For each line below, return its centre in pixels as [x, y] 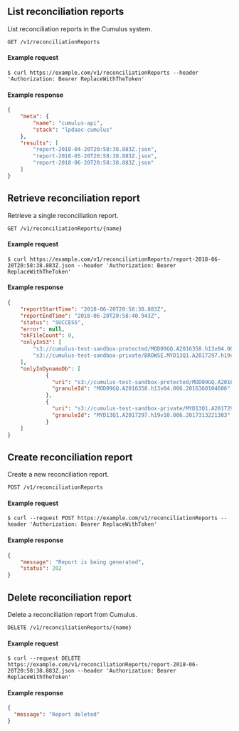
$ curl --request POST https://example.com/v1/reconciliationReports [113, 518]
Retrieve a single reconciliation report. [63, 215]
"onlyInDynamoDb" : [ [51, 369]
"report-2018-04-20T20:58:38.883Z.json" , [95, 150]
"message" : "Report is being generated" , [82, 562]
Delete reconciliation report [69, 597]
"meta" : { [35, 117]
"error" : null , [43, 329]
